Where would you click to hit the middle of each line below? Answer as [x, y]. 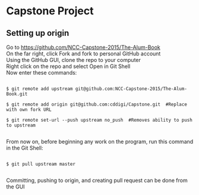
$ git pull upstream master [41, 164]
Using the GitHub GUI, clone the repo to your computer [74, 60]
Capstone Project [50, 11]
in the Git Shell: [25, 148]
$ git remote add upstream [40, 89]
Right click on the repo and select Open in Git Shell [68, 66]
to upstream [21, 125]
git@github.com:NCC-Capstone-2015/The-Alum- [131, 89]
